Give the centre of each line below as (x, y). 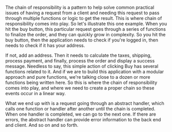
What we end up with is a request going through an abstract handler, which (85, 103)
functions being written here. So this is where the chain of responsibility (81, 82)
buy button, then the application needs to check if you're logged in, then (82, 40)
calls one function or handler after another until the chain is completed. (80, 109)
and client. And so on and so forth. (42, 125)
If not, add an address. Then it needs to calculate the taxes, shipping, (79, 55)
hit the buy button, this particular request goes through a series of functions (85, 29)
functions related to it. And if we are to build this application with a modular (85, 72)
